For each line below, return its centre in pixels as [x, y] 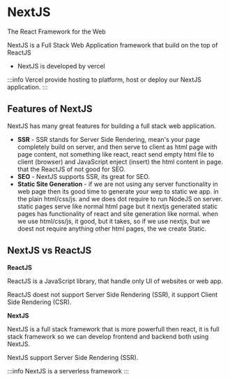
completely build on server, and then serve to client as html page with [117, 147]
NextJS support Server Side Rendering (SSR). [73, 357]
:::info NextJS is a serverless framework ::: [68, 371]
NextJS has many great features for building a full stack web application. [112, 126]
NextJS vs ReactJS [49, 251]
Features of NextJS [50, 109]
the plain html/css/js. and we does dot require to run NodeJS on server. [120, 199]
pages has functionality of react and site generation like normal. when [117, 213]
